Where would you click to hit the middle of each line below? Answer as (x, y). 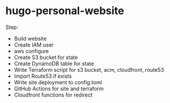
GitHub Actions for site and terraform (59, 88)
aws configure (31, 51)
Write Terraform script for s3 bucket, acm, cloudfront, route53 (89, 69)
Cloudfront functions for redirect (53, 95)
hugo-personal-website (65, 11)
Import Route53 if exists (43, 76)
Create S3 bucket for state (46, 57)
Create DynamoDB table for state (54, 64)
